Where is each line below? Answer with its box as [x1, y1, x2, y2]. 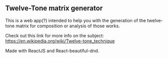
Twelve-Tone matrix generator [5, 4, 103, 13]
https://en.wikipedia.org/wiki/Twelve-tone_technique [5, 38, 115, 44]
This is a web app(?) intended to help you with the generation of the [5, 17, 146, 23]
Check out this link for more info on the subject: [5, 32, 104, 38]
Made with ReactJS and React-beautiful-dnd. [5, 47, 99, 53]
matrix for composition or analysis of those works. [16, 23, 120, 29]
